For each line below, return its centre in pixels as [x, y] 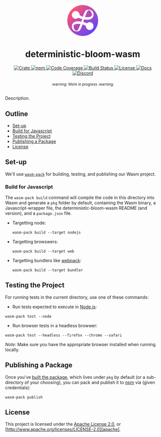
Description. [17, 98]
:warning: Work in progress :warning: [83, 84]
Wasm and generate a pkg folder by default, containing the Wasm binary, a [80, 203]
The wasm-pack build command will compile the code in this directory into [80, 198]
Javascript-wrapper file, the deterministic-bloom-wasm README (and [76, 208]
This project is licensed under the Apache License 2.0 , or [63, 424]
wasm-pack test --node [28, 316]
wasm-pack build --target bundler [48, 270]
